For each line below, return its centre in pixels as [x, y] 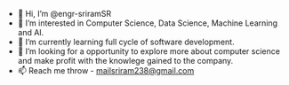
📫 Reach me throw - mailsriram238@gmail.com [106, 70]
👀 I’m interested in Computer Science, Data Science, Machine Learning [148, 23]
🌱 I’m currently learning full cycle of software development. [126, 42]
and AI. [31, 32]
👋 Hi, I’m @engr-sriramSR [64, 14]
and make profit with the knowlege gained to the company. [125, 61]
